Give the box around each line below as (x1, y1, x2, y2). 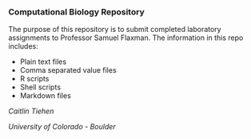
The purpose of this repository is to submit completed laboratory (8, 25, 221, 34)
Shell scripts (19, 82, 62, 92)
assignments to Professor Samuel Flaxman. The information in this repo (8, 33, 244, 42)
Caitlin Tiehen (8, 106, 54, 116)
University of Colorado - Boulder (8, 122, 116, 132)
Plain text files (19, 57, 66, 66)
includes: (8, 42, 38, 51)
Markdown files (19, 91, 72, 101)
